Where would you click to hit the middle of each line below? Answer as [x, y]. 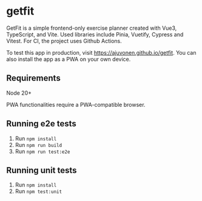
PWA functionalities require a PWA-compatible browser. [76, 104]
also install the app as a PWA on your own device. [69, 59]
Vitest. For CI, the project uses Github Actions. [64, 41]
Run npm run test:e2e [42, 151]
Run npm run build [39, 145]
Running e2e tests [42, 124]
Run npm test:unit [39, 191]
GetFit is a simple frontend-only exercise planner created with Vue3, [92, 28]
